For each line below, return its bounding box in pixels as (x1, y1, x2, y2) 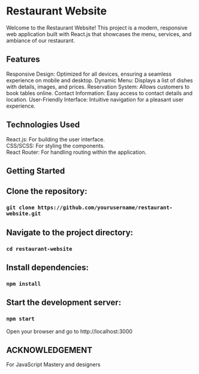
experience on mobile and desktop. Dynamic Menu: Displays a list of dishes (6, 76, 194, 84)
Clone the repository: (6, 186, 88, 197)
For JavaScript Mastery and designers (6, 361, 101, 368)
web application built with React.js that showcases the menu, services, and (6, 30, 192, 37)
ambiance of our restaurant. (6, 37, 76, 44)
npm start (6, 316, 35, 322)
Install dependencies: (6, 262, 89, 272)
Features (6, 54, 40, 64)
